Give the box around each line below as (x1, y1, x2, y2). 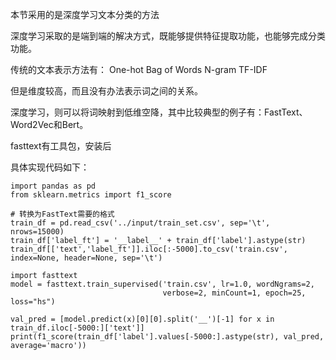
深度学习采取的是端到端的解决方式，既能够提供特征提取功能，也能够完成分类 (10, 30, 326, 42)
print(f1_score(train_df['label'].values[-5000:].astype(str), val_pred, (10, 332, 325, 342)
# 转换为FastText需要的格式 (10, 209, 115, 219)
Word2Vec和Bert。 (10, 119, 89, 130)
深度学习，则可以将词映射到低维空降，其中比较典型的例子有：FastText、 (10, 106, 308, 118)
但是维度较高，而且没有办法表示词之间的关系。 (10, 85, 203, 97)
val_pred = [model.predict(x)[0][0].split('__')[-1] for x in (10, 314, 275, 324)
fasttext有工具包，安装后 (10, 140, 112, 152)
